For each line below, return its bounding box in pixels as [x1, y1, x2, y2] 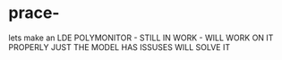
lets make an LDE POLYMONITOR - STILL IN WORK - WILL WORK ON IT [8, 32, 274, 43]
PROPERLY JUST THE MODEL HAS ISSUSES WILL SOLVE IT [8, 41, 230, 52]
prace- [8, 3, 60, 23]
